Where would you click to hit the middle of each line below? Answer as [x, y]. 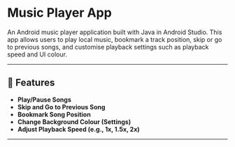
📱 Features [31, 83]
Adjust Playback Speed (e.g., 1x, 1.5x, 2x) [78, 129]
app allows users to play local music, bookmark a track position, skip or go [115, 39]
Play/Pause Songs [44, 100]
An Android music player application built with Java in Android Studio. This [115, 32]
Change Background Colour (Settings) [74, 122]
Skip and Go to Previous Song [61, 107]
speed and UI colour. [37, 54]
